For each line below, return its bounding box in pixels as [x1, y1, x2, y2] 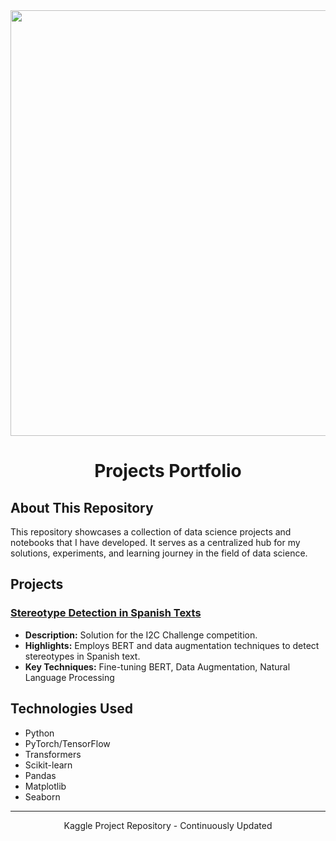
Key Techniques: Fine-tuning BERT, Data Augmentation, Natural [24, 660, 291, 673]
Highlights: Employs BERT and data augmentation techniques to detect [24, 639, 320, 651]
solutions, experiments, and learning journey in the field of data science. [10, 547, 308, 559]
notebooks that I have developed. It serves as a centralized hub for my [10, 537, 301, 548]
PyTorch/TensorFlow [24, 737, 111, 749]
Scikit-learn [24, 759, 73, 771]
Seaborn [24, 790, 61, 803]
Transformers [24, 748, 82, 760]
